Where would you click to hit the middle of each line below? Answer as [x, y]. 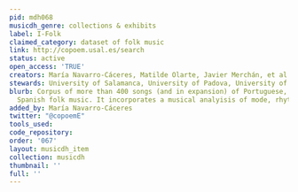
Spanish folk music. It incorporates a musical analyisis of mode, [145, 100]
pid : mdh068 [31, 17]
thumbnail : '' [35, 165]
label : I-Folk [35, 34]
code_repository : [41, 133]
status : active [37, 58]
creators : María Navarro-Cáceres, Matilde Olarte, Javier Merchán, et [142, 75]
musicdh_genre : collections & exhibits [83, 26]
